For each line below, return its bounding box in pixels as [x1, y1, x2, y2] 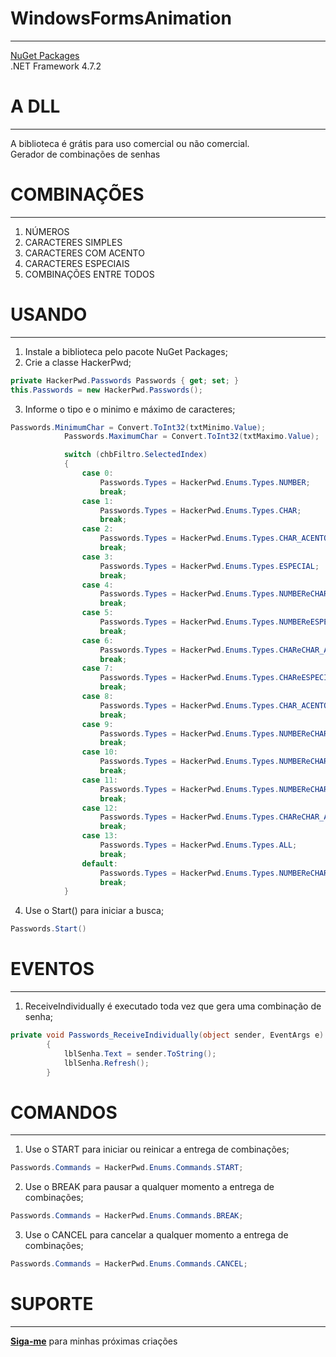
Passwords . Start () [10, 924, 87, 934]
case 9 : [81, 719, 114, 729]
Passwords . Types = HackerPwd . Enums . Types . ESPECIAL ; [99, 561, 320, 571]
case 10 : [81, 747, 118, 757]
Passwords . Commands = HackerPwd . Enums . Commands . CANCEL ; [10, 1259, 248, 1269]
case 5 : [81, 608, 114, 618]
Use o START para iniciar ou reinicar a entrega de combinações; [24, 1143, 290, 1156]
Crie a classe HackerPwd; [24, 356, 132, 368]
